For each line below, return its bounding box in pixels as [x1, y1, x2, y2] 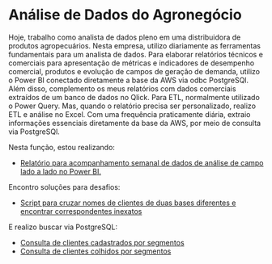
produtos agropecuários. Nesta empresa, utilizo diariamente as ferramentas [8, 40, 261, 50]
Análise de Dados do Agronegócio [8, 6, 242, 24]
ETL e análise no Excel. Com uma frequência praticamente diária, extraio [8, 109, 251, 119]
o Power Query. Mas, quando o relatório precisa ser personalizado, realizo [8, 101, 257, 111]
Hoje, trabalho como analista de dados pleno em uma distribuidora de [8, 32, 241, 42]
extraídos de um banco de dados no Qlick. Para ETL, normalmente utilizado [8, 92, 261, 102]
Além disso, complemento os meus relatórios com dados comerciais [8, 83, 236, 94]
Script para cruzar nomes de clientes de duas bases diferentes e [19, 198, 236, 207]
